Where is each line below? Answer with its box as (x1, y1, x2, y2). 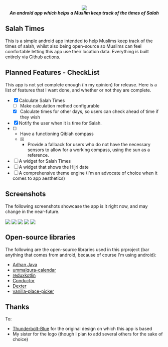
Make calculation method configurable (20, 102, 100, 108)
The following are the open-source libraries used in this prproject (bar (5, 246, 149, 253)
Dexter (12, 283, 27, 289)
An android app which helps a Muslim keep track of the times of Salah (9, 10, 159, 16)
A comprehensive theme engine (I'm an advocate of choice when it (19, 170, 158, 176)
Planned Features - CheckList (5, 68, 100, 77)
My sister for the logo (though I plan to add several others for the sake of (12, 331, 163, 337)
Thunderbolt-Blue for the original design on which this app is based (12, 326, 152, 332)
